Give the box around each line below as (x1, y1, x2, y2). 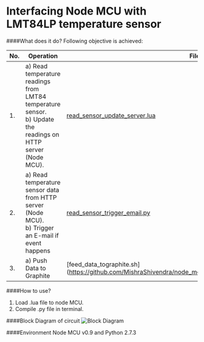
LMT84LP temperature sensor (6, 17, 161, 31)
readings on (25, 130, 59, 139)
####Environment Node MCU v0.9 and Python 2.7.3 (6, 329, 137, 336)
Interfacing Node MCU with (6, 4, 147, 18)
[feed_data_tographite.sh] (66, 260, 140, 268)
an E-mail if (25, 231, 59, 239)
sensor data (25, 185, 59, 194)
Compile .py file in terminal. (15, 305, 84, 312)
